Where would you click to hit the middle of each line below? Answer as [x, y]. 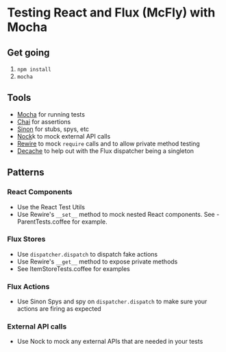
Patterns [26, 173]
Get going [28, 52]
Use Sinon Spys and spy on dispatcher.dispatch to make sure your [112, 302]
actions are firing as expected [59, 309]
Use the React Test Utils [51, 207]
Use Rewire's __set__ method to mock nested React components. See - [118, 214]
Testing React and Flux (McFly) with [111, 13]
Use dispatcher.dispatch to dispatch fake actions [87, 254]
